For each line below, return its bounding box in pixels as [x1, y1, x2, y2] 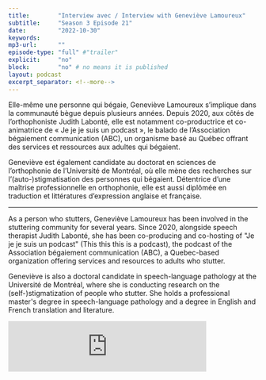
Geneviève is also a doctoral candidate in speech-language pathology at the [8, 271, 257, 281]
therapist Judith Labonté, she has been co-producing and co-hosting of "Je [8, 231, 255, 240]
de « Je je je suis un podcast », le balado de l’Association [44, 125, 231, 135]
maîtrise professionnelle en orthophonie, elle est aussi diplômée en [8, 182, 227, 192]
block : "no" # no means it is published [8, 63, 169, 71]
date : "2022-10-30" [8, 26, 101, 34]
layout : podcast [8, 71, 62, 79]
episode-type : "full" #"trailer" [8, 48, 119, 56]
